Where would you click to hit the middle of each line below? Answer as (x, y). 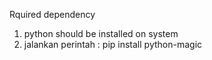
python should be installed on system (101, 33)
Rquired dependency (52, 14)
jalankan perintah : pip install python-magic (113, 44)
